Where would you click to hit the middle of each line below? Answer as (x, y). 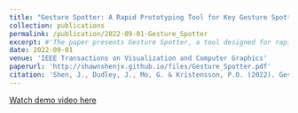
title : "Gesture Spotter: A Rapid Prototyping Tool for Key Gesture (138, 17)
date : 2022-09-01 (41, 50)
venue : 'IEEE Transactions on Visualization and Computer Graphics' (138, 58)
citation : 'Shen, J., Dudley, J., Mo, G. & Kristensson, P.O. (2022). (142, 75)
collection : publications (57, 26)
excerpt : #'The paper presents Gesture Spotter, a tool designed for (141, 42)
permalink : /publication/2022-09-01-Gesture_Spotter (109, 34)
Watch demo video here (53, 100)
